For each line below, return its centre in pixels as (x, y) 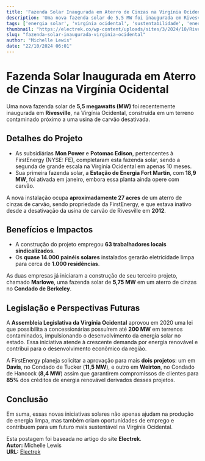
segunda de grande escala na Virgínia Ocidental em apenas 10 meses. (103, 166)
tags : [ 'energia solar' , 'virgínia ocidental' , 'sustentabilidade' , (95, 23)
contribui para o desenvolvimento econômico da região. (77, 349)
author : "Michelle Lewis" (39, 40)
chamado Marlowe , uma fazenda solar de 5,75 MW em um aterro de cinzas (102, 282)
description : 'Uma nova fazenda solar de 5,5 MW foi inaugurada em (94, 18)
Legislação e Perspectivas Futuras (73, 308)
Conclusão (27, 399)
